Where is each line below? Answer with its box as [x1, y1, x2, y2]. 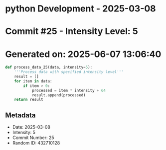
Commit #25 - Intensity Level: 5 [5, 26, 139, 37]
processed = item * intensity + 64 [31, 88, 106, 93]
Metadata [5, 111, 36, 119]
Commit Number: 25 [12, 135, 54, 141]
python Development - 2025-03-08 [5, 3, 156, 14]
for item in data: [14, 78, 52, 83]
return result [14, 97, 43, 102]
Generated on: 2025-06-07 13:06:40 [5, 48, 162, 60]
